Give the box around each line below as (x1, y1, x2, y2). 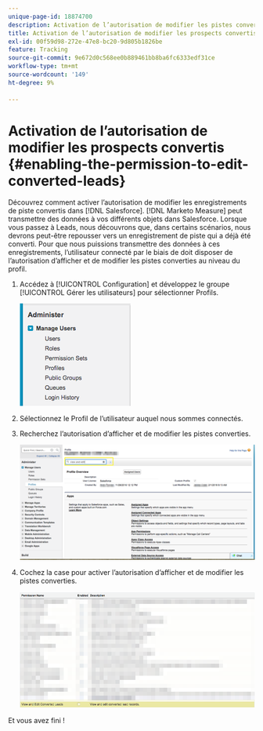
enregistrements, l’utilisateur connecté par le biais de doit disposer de (8, 248, 233, 257)
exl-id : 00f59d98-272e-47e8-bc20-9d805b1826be (8, 38, 163, 45)
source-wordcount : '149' (8, 71, 89, 78)
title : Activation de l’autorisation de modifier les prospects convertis (8, 29, 258, 37)
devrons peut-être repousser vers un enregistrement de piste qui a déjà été (8, 231, 251, 241)
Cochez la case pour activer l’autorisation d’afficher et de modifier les (19, 567, 244, 576)
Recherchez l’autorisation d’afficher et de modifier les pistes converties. (19, 429, 251, 438)
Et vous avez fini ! (8, 716, 65, 726)
